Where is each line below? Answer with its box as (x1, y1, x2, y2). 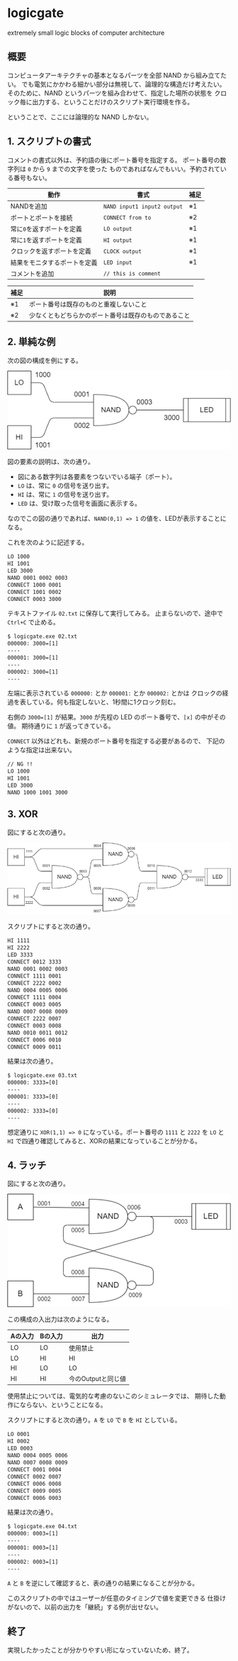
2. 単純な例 (7, 336, 56, 348)
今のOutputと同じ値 (68, 1374, 126, 1383)
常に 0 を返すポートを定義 (10, 224, 83, 233)
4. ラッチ (7, 1159, 47, 1171)
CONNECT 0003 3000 (7, 596, 62, 603)
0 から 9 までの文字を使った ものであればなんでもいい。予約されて (27, 165, 221, 173)
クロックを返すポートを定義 (10, 247, 91, 255)
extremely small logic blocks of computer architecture (7, 28, 165, 37)
